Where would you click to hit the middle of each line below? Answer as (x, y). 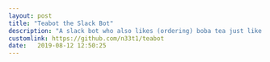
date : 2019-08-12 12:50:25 (57, 46)
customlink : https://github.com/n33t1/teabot (86, 38)
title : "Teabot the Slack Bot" (61, 23)
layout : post (30, 16)
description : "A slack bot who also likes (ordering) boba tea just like (135, 31)
